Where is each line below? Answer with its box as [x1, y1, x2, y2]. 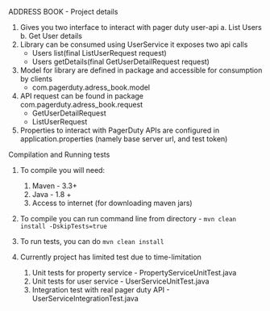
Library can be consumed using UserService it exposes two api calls [19, 40, 248, 49]
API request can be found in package [19, 91, 143, 100]
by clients [19, 74, 52, 83]
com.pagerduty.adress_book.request [19, 100, 143, 109]
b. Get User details [19, 32, 83, 40]
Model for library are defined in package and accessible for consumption [19, 65, 263, 75]
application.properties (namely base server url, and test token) [19, 134, 228, 144]
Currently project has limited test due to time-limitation [19, 252, 201, 262]
